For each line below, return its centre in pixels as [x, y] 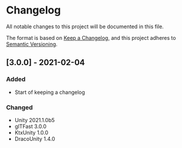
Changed [20, 107]
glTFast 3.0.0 [31, 126]
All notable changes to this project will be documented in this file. [85, 26]
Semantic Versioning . [32, 44]
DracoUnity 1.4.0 [35, 139]
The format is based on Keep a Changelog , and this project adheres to [91, 38]
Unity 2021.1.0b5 [35, 120]
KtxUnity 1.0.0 [31, 132]
